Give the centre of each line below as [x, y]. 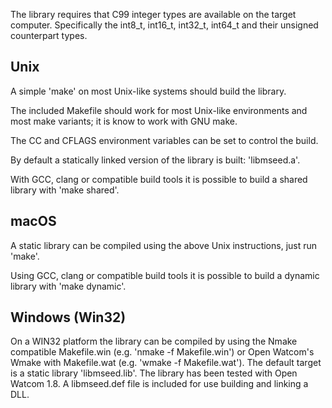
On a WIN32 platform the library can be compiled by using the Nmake [154, 341]
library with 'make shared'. [65, 190]
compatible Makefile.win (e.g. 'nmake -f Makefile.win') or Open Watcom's [162, 352]
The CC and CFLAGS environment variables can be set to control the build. [164, 140]
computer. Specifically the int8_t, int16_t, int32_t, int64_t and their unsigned [164, 25]
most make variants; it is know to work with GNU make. [124, 121]
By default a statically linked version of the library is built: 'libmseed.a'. [155, 160]
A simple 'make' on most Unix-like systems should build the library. [148, 91]
